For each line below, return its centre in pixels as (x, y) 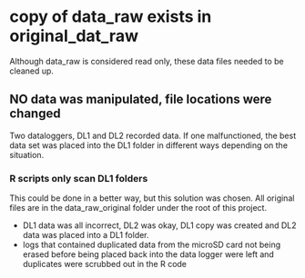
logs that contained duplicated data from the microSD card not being (152, 245)
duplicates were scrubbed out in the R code (105, 264)
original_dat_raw (74, 36)
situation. (27, 154)
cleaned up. (32, 71)
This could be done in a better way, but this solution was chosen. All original (152, 198)
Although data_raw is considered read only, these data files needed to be (147, 61)
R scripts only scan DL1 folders (79, 178)
